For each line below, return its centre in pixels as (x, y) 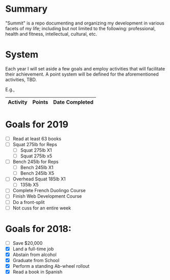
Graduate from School (36, 260)
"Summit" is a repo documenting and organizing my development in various (85, 23)
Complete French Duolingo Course (49, 191)
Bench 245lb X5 (37, 173)
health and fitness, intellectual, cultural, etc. (51, 34)
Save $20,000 (28, 243)
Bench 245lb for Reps (35, 162)
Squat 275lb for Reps (35, 144)
